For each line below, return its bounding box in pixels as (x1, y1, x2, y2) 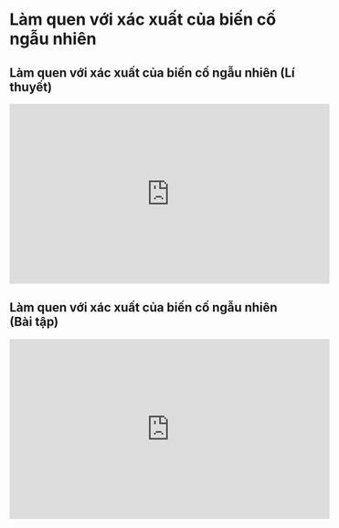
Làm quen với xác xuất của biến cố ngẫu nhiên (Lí (9, 65, 295, 80)
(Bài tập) (9, 314, 59, 330)
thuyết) (9, 79, 53, 95)
